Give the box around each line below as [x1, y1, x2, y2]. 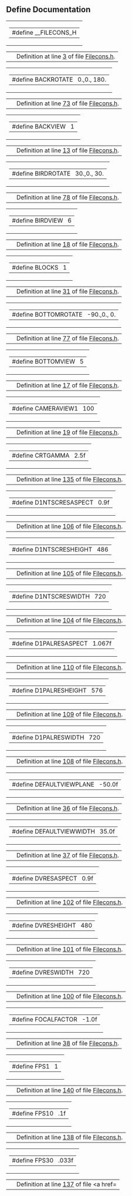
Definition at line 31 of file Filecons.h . [16, 287, 119, 295]
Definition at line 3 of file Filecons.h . [16, 52, 116, 61]
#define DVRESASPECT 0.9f [12, 874, 94, 882]
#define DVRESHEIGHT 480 [12, 921, 93, 929]
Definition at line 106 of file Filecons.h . [16, 522, 123, 530]
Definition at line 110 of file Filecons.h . [16, 663, 123, 671]
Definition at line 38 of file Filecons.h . [16, 1039, 119, 1047]
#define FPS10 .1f [12, 1109, 66, 1117]
